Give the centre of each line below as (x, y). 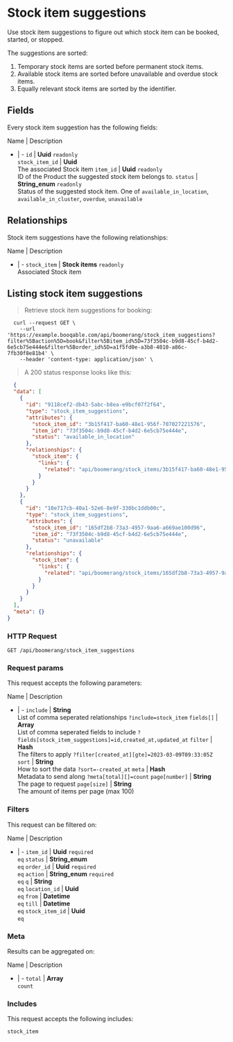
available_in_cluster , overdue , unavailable (80, 198)
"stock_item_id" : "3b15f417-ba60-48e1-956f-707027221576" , (119, 424)
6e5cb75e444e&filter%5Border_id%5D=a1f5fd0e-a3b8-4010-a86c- (97, 347)
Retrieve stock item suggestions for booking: (88, 310)
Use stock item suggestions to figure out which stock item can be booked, (113, 32)
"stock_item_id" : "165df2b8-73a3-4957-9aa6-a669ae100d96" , (119, 528)
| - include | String (44, 710)
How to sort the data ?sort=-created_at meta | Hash (91, 769)
